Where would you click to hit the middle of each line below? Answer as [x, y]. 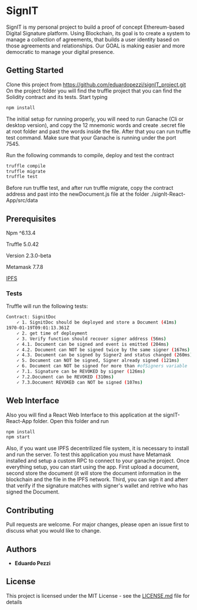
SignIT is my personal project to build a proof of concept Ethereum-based [95, 27]
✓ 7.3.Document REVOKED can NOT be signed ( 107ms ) [80, 382]
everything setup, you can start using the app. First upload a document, [93, 467]
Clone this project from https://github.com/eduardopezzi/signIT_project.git [96, 84]
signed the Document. [33, 492]
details [14, 602]
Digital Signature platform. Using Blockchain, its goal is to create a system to [98, 33]
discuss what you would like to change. [54, 531]
